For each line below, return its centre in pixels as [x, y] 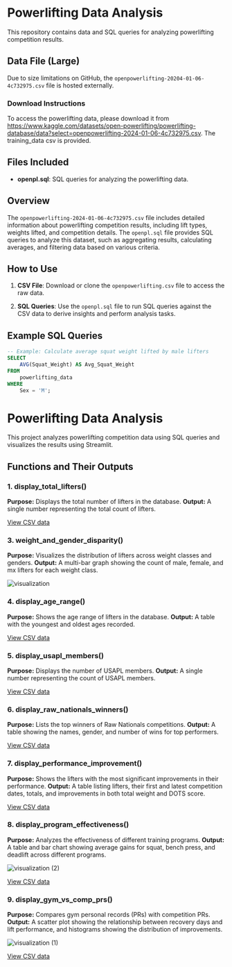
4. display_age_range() [46, 602]
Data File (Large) [44, 61]
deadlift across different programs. [57, 855]
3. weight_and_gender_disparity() [65, 540]
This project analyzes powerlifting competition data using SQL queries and [114, 437]
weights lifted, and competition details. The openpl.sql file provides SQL [110, 232]
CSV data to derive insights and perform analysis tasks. [96, 314]
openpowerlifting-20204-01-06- [159, 78]
